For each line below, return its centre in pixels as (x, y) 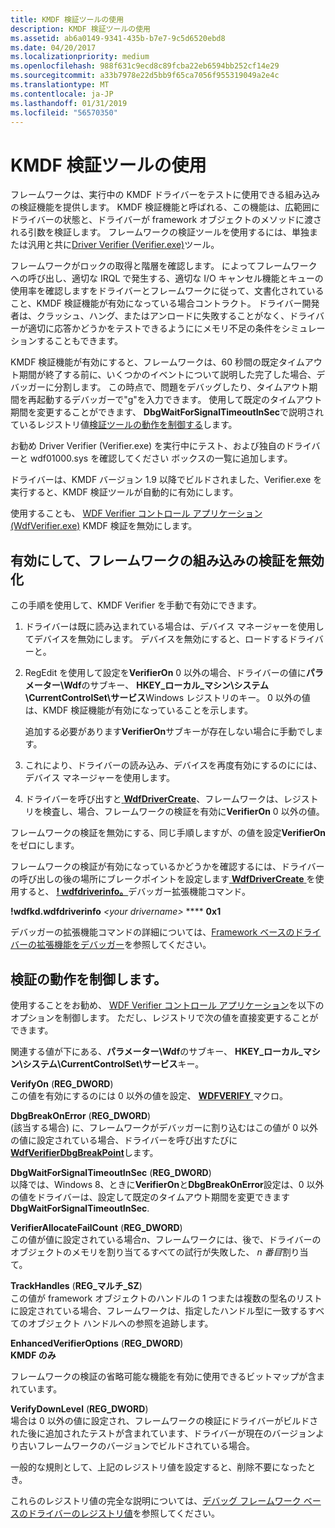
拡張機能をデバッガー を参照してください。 (124, 945)
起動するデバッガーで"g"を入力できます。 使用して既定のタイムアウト (179, 400)
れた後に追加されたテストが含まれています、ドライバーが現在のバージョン (163, 1433)
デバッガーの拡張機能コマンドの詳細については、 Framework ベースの (152, 932)
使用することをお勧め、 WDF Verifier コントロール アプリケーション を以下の (167, 1005)
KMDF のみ (33, 1355)
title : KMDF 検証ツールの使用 (67, 19)
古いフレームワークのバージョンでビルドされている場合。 (136, 1445)
